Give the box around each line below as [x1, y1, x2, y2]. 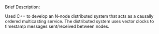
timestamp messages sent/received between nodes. [5, 23, 110, 29]
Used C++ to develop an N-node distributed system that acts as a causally [5, 13, 154, 19]
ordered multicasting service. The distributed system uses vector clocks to [5, 19, 154, 24]
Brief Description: [5, 4, 40, 10]
